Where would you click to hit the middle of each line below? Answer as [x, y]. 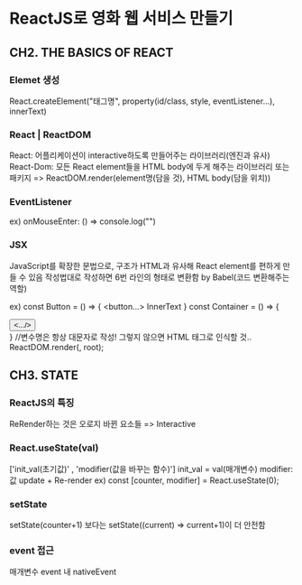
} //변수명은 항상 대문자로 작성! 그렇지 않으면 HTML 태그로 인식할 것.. [131, 337]
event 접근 [32, 550]
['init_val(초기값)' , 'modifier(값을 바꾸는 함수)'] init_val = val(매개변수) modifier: [151, 469]
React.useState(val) [54, 448]
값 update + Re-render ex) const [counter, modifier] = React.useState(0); [144, 480]
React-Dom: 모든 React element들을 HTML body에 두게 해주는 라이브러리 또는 [150, 167]
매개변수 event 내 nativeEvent [63, 572]
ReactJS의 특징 [42, 403]
